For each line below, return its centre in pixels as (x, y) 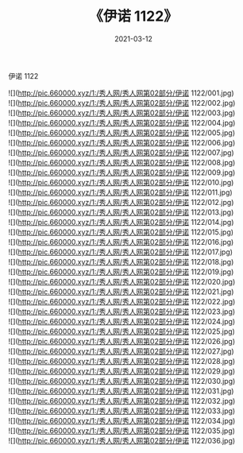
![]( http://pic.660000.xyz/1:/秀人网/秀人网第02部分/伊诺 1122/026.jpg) (122, 341)
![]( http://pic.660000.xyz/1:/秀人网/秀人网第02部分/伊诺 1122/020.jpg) (122, 281)
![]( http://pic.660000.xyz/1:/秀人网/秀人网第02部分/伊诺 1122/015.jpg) (121, 232)
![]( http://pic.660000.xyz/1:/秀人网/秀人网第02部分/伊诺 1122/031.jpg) (121, 391)
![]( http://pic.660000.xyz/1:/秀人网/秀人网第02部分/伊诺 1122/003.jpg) (122, 113)
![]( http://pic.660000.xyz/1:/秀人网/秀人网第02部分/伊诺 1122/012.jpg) (121, 202)
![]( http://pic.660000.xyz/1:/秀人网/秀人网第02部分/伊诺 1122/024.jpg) (122, 321)
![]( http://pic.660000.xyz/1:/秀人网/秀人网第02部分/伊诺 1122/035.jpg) (122, 431)
